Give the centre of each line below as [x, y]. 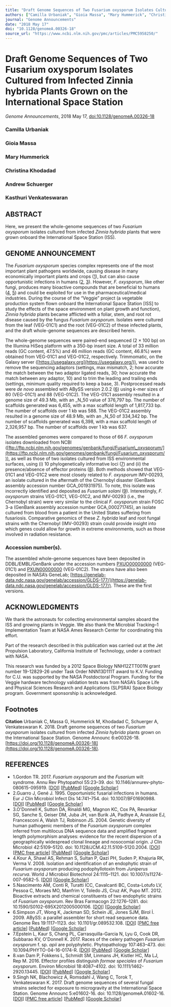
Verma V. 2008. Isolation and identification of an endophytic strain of [85, 863]
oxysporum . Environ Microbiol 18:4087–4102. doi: [64, 966]
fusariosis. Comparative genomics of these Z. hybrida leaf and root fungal [83, 518]
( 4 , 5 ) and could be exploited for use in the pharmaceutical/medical [76, 293]
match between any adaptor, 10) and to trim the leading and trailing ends [81, 378]
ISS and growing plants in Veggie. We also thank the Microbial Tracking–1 [82, 625]
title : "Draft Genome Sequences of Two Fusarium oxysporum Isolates [79, 10]
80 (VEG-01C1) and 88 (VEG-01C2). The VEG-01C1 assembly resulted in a [82, 395]
